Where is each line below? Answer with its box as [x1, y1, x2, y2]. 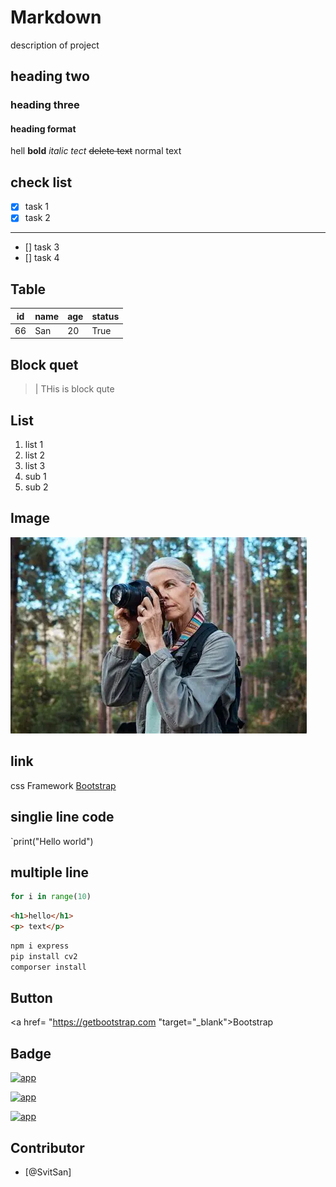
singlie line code [10, 809, 115, 826]
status [91, 310, 120, 322]
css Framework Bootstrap [10, 779, 117, 791]
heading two [10, 68, 90, 85]
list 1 [24, 439, 44, 451]
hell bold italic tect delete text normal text [10, 145, 182, 157]
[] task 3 [24, 241, 60, 253]
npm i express [10, 941, 70, 951]
